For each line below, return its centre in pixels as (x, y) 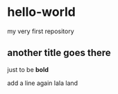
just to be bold (28, 69)
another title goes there (59, 53)
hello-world (42, 12)
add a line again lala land (43, 83)
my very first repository (41, 31)
